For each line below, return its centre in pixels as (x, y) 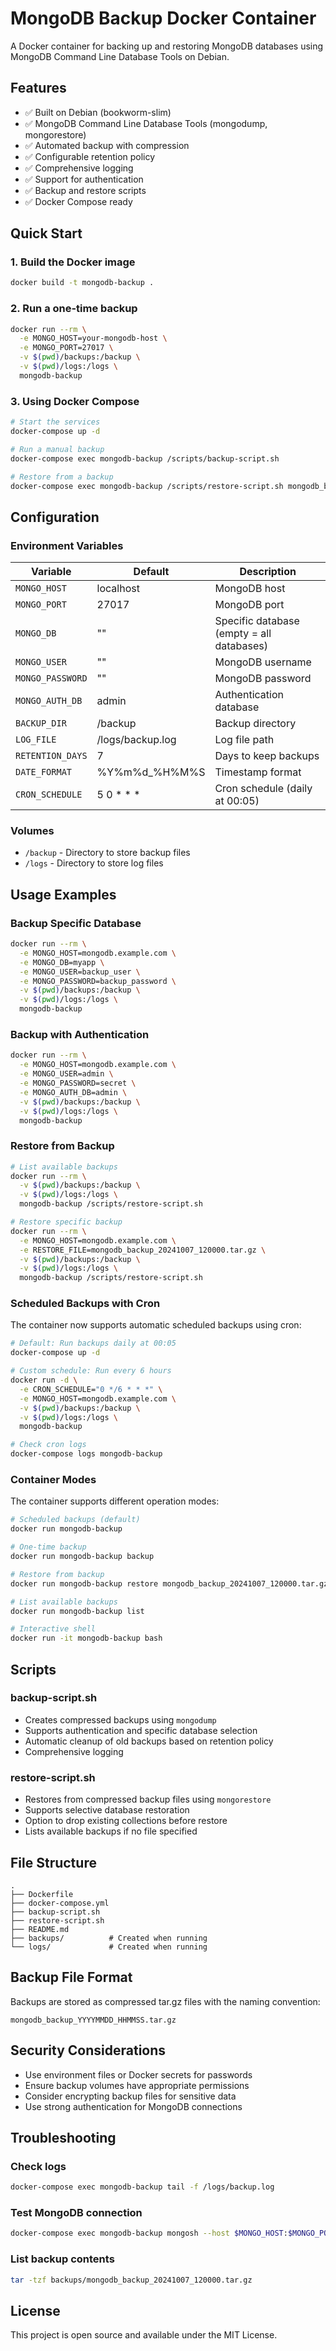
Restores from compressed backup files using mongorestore (148, 1799)
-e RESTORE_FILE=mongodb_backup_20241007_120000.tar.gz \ (143, 1250)
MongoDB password (263, 679)
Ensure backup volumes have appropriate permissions (137, 2085)
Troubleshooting (63, 2137)
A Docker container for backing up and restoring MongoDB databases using (167, 46)
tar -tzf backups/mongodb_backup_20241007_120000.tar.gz (131, 2280)
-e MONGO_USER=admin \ (66, 1074)
